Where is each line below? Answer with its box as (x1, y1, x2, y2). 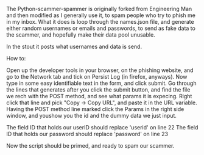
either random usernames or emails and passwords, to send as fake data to (6, 24, 196, 32)
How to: (6, 55, 26, 62)
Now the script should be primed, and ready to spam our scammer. (6, 142, 175, 149)
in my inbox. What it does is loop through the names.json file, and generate (6, 18, 194, 25)
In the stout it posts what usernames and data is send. (6, 43, 142, 50)
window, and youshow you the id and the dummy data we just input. (6, 112, 177, 119)
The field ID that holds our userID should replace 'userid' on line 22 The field (6, 124, 199, 131)
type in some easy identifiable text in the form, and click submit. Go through (6, 79, 197, 87)
